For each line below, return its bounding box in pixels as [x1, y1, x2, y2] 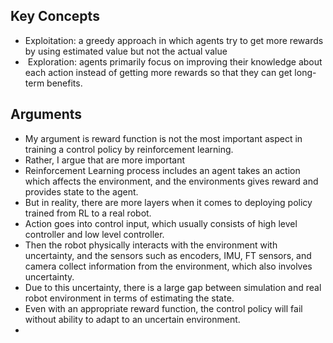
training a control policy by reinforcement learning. [24, 143, 234, 155]
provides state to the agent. [24, 185, 139, 198]
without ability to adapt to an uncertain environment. [24, 313, 241, 325]
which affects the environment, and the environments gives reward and [24, 175, 319, 187]
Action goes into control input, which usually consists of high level [24, 217, 298, 229]
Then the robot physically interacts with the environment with [24, 239, 278, 251]
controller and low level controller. [24, 228, 165, 240]
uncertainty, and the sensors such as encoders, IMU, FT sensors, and [24, 249, 312, 261]
